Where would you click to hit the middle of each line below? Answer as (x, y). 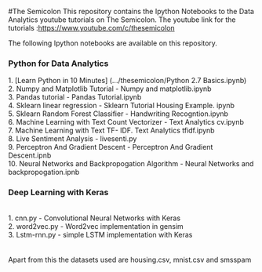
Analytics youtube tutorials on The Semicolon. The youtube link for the (122, 20)
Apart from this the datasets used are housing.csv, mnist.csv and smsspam (130, 259)
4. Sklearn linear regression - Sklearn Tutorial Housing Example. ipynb (122, 106)
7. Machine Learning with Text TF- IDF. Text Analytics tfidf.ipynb (111, 131)
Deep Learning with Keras (58, 193)
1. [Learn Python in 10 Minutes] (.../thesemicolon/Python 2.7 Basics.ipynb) (127, 81)
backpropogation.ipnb (44, 172)
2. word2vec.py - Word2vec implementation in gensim (96, 226)
